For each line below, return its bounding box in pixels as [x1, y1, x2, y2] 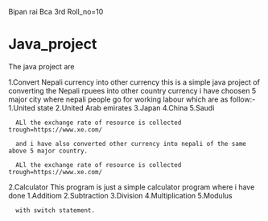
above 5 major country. [8, 147, 89, 155]
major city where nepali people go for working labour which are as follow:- [8, 94, 256, 104]
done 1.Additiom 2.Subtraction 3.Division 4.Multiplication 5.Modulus [8, 190, 233, 200]
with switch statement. [15, 206, 95, 215]
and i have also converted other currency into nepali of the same [15, 140, 247, 148]
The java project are [8, 61, 75, 71]
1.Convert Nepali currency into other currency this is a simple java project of [8, 77, 260, 87]
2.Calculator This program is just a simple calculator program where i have [8, 181, 255, 192]
